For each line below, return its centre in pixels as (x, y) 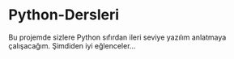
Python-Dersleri (64, 15)
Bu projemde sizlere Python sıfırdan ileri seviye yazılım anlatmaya (117, 37)
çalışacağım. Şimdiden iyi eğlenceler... (72, 45)
